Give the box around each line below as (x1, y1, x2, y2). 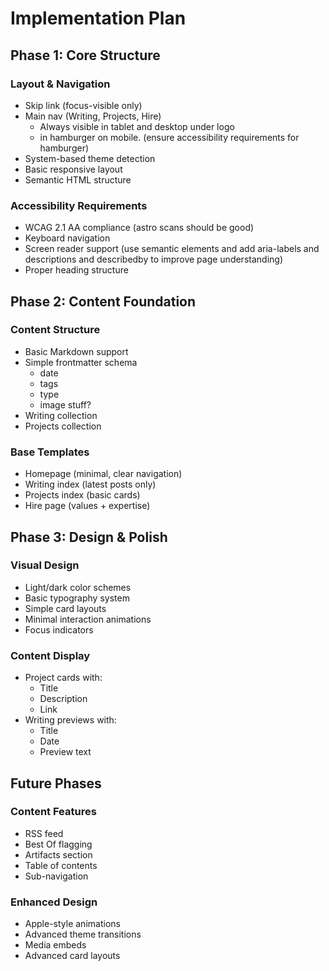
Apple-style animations (24, 918, 121, 930)
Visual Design (10, 558, 80, 572)
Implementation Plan (10, 7, 187, 30)
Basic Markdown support (24, 345, 129, 357)
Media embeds (24, 939, 87, 951)
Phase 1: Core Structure (10, 47, 161, 64)
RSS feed (24, 827, 64, 839)
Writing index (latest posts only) (24, 478, 157, 491)
